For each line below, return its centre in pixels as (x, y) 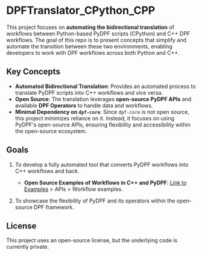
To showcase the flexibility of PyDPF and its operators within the (95, 201)
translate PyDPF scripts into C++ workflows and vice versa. (89, 92)
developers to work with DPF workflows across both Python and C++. (93, 52)
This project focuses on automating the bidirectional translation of (90, 27)
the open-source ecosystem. (51, 131)
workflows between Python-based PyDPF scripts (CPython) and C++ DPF (98, 33)
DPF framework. (54, 207)
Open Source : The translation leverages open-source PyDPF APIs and (103, 99)
